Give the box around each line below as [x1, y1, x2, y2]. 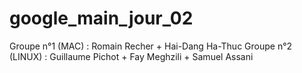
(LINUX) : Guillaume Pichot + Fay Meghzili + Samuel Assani [9, 50, 254, 62]
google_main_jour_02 [9, 7, 194, 30]
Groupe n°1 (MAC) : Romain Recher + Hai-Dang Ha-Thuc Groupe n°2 [9, 40, 293, 52]
